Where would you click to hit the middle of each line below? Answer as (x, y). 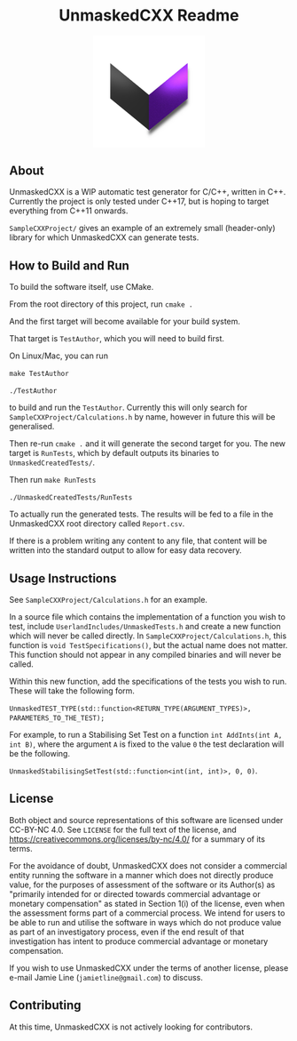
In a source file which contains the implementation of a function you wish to (148, 617)
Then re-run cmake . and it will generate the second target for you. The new (148, 444)
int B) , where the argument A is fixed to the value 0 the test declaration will (147, 744)
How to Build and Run (70, 265)
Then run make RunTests (53, 480)
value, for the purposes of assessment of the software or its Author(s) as (142, 885)
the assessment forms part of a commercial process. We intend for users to (147, 913)
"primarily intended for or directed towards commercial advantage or (135, 893)
